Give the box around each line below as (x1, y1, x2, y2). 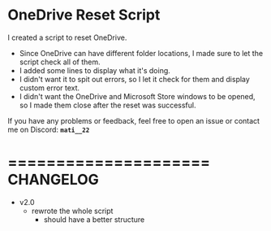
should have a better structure (43, 214, 145, 224)
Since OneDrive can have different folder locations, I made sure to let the (19, 48, 264, 58)
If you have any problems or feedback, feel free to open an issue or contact (7, 115, 260, 125)
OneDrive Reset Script (7, 6, 161, 24)
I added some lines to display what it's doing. (19, 65, 171, 75)
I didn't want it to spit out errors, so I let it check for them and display (19, 74, 251, 84)
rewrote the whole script (31, 206, 114, 216)
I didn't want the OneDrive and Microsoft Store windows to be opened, (19, 91, 256, 101)
